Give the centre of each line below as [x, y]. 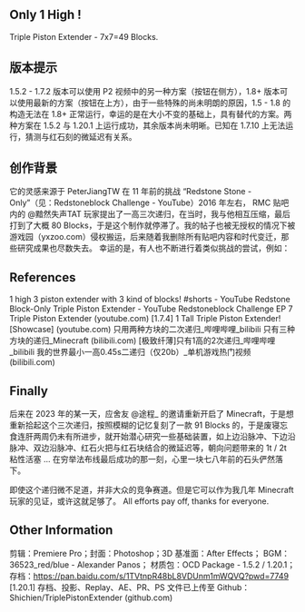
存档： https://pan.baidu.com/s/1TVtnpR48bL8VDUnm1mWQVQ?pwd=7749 [149, 576]
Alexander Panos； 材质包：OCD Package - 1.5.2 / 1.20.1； [186, 564]
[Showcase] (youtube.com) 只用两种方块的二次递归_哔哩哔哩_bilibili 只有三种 [152, 330]
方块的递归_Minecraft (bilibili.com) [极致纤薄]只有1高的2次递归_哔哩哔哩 [143, 341]
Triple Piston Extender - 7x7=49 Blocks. [84, 36]
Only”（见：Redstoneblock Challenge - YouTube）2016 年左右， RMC [140, 202]
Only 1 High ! [45, 15]
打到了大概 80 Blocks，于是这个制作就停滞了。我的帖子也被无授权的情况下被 [152, 225]
